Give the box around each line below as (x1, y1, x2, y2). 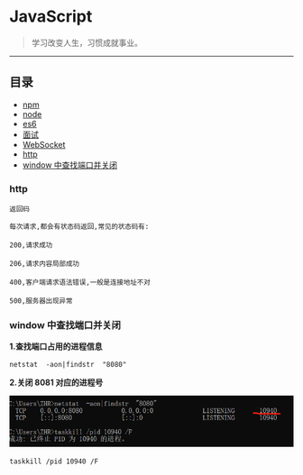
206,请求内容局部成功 (9, 260, 79, 269)
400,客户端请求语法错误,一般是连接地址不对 (9, 278, 151, 288)
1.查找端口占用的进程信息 (9, 341, 103, 352)
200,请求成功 (9, 241, 53, 250)
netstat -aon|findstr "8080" (9, 361, 127, 370)
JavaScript (9, 6, 93, 27)
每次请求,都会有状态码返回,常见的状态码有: (9, 223, 150, 232)
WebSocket (22, 139, 66, 150)
